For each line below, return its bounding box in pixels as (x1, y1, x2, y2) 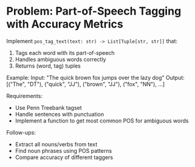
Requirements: (6, 92, 43, 99)
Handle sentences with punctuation (15, 110, 104, 118)
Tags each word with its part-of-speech (15, 49, 115, 56)
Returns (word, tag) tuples (15, 62, 81, 69)
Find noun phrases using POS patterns (15, 147, 112, 154)
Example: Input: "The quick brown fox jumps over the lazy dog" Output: (6, 74, 185, 81)
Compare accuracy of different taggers (15, 154, 114, 161)
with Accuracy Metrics (6, 17, 123, 31)
